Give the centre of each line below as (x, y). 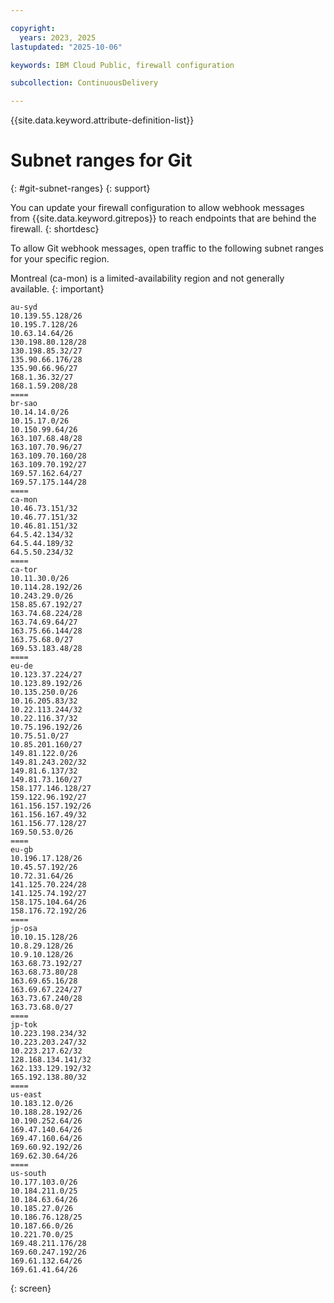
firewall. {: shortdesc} (55, 229)
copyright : (33, 28)
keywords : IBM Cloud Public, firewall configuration (122, 65)
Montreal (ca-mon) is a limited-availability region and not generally (147, 278)
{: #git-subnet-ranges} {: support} (80, 188)
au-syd (24, 307)
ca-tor (24, 570)
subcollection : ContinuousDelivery (84, 83)
